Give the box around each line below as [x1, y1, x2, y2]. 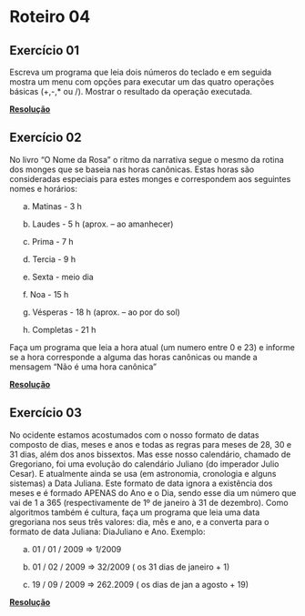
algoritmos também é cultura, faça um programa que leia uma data [9, 507, 260, 518]
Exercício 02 [9, 130, 82, 146]
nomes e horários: [9, 183, 77, 194]
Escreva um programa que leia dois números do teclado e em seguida [9, 66, 272, 77]
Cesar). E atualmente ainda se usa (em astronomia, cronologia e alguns [9, 468, 277, 479]
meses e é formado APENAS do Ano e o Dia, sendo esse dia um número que [9, 487, 297, 498]
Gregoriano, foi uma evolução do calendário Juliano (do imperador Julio [9, 458, 280, 470]
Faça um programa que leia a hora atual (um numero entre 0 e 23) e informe [9, 341, 296, 352]
